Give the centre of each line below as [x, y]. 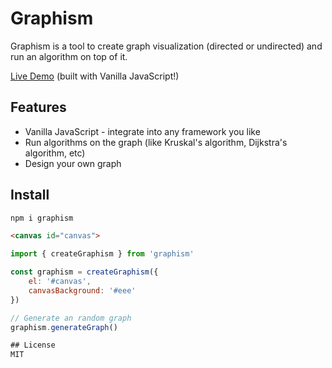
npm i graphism [42, 218]
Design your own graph [73, 163]
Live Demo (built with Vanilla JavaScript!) [95, 76]
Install [30, 195]
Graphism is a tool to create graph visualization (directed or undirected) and [166, 46]
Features [38, 107]
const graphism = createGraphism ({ [84, 272]
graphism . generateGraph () [64, 327]
